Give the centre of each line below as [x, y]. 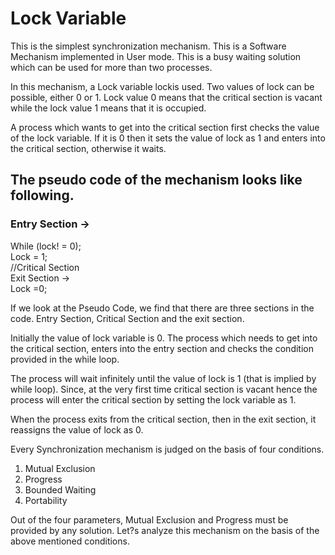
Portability [46, 500]
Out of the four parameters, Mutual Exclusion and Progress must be [149, 519]
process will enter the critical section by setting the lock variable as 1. [153, 399]
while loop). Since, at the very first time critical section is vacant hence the [164, 389]
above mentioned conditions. [70, 541]
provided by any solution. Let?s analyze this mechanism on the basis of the [165, 530]
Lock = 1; [29, 256]
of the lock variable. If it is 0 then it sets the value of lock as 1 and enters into [168, 138]
